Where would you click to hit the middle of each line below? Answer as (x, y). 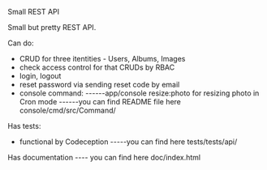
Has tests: (24, 126)
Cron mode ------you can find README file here (100, 102)
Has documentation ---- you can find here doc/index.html (104, 157)
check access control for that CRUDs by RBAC (97, 67)
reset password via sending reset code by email (99, 85)
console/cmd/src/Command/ (68, 110)
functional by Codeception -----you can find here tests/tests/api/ (128, 142)
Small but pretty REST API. (52, 27)
